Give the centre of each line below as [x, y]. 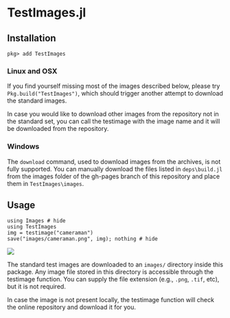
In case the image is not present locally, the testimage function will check [111, 300]
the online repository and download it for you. [71, 307]
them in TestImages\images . [46, 183]
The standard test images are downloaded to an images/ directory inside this [115, 265]
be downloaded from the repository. [58, 129]
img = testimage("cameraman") [50, 233]
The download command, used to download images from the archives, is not [114, 161]
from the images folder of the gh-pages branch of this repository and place [114, 176]
